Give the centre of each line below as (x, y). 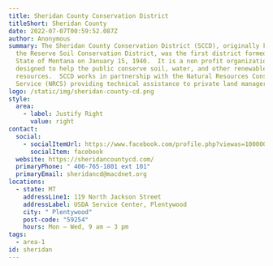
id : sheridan (30, 250)
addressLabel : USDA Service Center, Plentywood (105, 204)
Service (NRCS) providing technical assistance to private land (127, 84)
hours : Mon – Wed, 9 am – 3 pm (76, 227)
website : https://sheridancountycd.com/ (85, 159)
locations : (27, 182)
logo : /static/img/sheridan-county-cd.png (81, 91)
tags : (17, 235)
